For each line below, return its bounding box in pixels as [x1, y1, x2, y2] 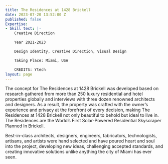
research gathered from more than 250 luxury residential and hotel [5, 91, 143, 97]
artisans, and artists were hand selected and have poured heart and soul [5, 138, 155, 144]
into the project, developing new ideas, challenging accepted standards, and [5, 143, 163, 149]
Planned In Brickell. [5, 123, 45, 129]
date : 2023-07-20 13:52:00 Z [5, 12, 66, 17]
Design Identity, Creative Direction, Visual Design [14, 49, 127, 54]
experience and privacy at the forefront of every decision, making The [5, 107, 150, 113]
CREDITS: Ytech [14, 67, 46, 72]
